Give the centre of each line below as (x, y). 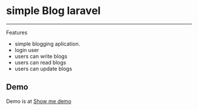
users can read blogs (40, 62)
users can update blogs (43, 68)
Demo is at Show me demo (39, 101)
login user (27, 50)
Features (17, 32)
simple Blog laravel (54, 11)
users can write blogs (41, 56)
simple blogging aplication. (47, 44)
